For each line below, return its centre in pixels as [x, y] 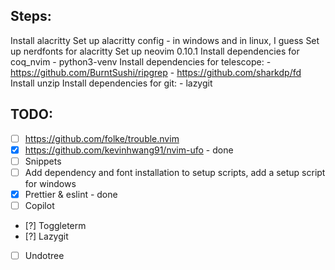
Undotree [44, 255]
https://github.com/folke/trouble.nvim [102, 138]
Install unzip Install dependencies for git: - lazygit [111, 83]
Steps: [31, 16]
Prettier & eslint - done [71, 194]
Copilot [39, 205]
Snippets [43, 161]
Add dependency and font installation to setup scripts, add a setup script [175, 172]
